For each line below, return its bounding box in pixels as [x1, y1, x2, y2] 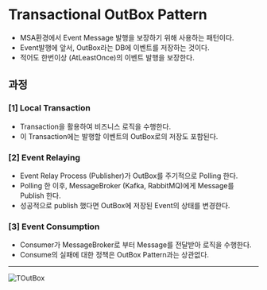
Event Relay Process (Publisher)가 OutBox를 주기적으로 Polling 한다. [19, 171, 238, 180]
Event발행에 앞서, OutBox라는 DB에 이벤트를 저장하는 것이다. [19, 42, 210, 52]
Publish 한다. [19, 191, 61, 200]
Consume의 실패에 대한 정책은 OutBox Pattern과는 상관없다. [19, 250, 209, 260]
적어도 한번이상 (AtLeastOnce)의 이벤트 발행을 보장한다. [19, 52, 195, 62]
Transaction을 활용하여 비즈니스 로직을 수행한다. [19, 122, 172, 131]
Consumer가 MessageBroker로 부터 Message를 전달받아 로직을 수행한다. [19, 240, 252, 249]
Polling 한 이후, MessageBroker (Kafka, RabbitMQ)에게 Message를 [19, 180, 234, 190]
